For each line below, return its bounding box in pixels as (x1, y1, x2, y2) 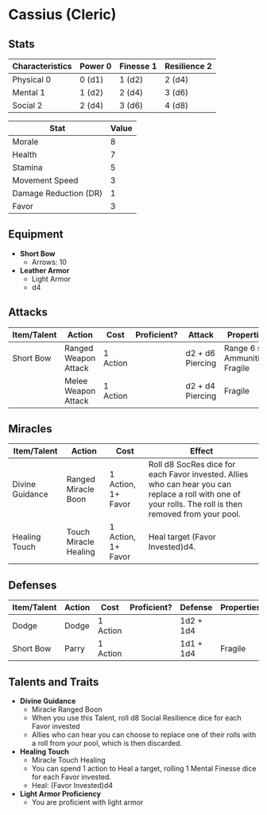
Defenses (8, 578, 57, 592)
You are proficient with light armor (31, 798, 144, 807)
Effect (189, 446, 214, 457)
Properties (219, 602, 261, 613)
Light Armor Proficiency (19, 789, 102, 799)
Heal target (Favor (148, 531, 216, 543)
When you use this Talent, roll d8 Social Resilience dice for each (31, 713, 242, 723)
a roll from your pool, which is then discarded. (31, 739, 183, 748)
